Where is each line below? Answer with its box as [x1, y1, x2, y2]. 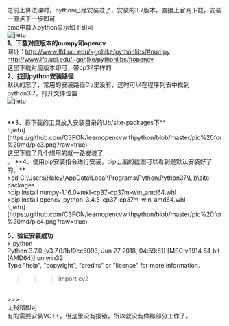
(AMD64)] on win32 [7, 254, 64, 262]
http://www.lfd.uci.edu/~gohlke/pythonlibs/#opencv [7, 56, 154, 63]
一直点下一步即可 [7, 14, 56, 23]
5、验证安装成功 [7, 232, 53, 240]
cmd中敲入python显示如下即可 [7, 23, 94, 31]
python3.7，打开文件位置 [7, 89, 77, 97]
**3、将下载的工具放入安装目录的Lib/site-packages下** [7, 119, 166, 126]
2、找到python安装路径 [7, 72, 74, 80]
